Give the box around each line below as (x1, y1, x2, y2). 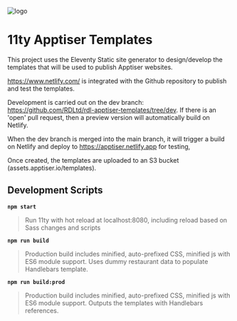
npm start (7, 203, 37, 210)
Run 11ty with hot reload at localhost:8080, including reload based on (24, 215, 228, 224)
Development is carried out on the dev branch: (7, 98, 144, 106)
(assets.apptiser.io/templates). (7, 163, 97, 172)
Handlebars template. (24, 265, 88, 273)
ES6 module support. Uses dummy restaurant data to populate (24, 257, 209, 265)
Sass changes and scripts (24, 223, 101, 232)
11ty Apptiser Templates (7, 32, 153, 48)
